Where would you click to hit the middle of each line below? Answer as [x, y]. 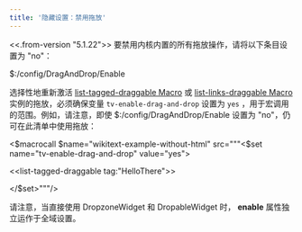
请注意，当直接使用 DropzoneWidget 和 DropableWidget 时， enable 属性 [146, 207]
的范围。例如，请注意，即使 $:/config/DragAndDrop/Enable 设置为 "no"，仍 [150, 114]
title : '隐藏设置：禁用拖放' [58, 18]
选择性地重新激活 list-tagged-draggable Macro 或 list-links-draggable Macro [151, 92]
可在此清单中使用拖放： [53, 126]
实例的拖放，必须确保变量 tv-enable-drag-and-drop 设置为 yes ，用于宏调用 [149, 103]
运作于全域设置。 [49, 218]
